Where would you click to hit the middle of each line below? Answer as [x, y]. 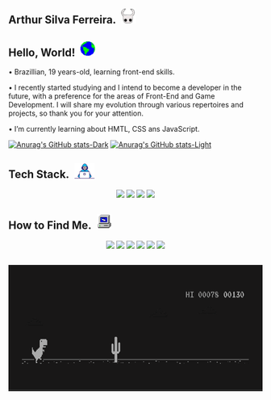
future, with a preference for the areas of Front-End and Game [112, 96]
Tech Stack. [39, 175]
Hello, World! [42, 52]
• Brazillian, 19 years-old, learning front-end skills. [92, 72]
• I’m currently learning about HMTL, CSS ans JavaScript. [104, 128]
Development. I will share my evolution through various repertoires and [126, 104]
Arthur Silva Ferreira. [62, 20]
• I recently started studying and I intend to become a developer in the [125, 87]
